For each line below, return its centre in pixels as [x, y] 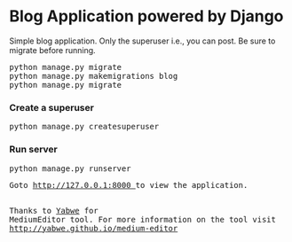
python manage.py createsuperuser [84, 127]
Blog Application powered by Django [146, 16]
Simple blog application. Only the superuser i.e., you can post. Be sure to [142, 41]
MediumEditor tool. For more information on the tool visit [143, 219]
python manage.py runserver [70, 168]
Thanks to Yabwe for [54, 211]
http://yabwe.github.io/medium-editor [94, 228]
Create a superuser [52, 107]
